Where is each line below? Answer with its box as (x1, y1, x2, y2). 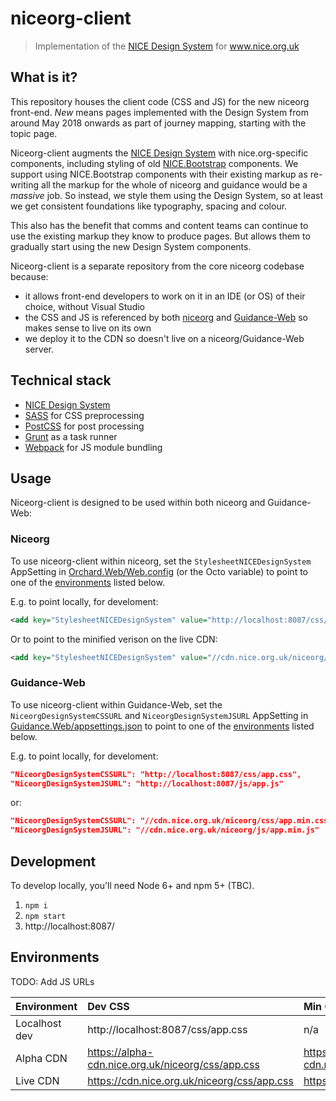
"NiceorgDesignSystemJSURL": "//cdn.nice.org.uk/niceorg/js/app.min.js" (10, 825, 320, 836)
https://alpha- (87, 1045, 154, 1059)
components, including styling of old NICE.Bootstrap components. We (10, 157, 299, 169)
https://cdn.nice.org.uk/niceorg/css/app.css (87, 1073, 294, 1087)
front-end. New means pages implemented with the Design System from (10, 106, 309, 118)
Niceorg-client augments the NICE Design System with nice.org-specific (10, 147, 309, 159)
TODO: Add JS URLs (10, 975, 95, 987)
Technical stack (10, 372, 112, 389)
